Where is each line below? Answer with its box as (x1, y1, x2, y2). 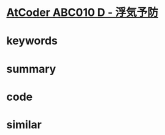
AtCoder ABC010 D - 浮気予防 (6, 5, 158, 20)
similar (6, 117, 42, 131)
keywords (6, 34, 58, 48)
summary (6, 62, 56, 76)
